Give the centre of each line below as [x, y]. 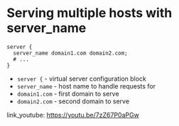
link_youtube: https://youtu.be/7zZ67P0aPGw [73, 115]
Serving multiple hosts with [89, 13]
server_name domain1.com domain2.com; [71, 53]
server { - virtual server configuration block [82, 79]
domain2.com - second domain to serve [73, 101]
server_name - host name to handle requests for [86, 86]
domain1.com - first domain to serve [68, 93]
